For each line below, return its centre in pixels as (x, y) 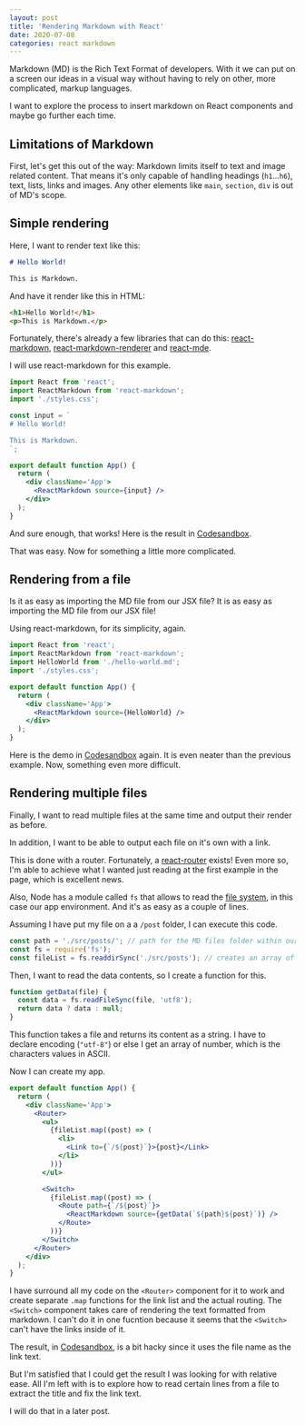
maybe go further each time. (63, 115)
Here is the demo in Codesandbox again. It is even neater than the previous (150, 755)
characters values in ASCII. (60, 1054)
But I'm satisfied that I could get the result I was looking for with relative (143, 1374)
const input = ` (40, 415)
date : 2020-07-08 (42, 35)
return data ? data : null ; (71, 1009)
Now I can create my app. (58, 1071)
